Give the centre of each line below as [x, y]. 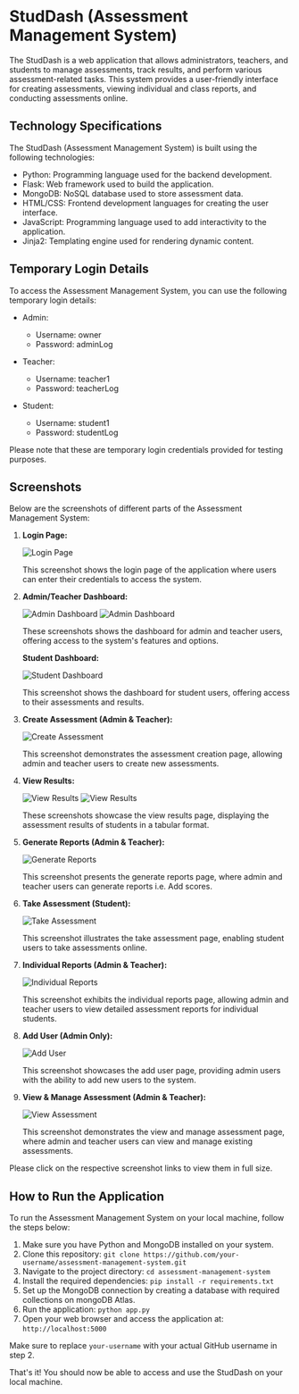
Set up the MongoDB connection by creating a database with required [151, 1290]
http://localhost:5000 [64, 1329]
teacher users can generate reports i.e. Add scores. [117, 887]
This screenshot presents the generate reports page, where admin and [152, 877]
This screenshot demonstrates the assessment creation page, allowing [152, 754]
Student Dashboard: [61, 658]
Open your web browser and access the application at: [123, 1319]
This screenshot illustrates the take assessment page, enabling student [153, 939]
